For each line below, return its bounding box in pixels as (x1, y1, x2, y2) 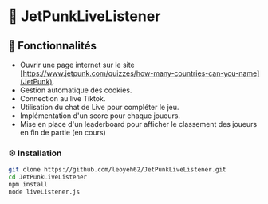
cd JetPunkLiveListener (8, 173, 88, 182)
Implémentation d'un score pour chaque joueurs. (19, 111, 181, 120)
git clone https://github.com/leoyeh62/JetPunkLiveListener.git (8, 166, 227, 174)
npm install (8, 181, 48, 189)
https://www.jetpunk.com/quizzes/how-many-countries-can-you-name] (22, 69, 260, 78)
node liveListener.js (8, 187, 81, 196)
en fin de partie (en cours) (19, 127, 106, 137)
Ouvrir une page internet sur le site (19, 60, 136, 69)
